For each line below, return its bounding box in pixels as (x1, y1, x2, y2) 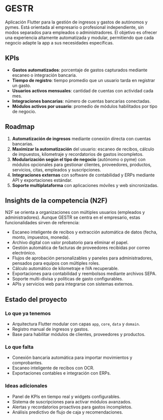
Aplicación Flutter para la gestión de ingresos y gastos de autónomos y (5, 19, 148, 25)
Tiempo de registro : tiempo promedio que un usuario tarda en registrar (12, 77, 155, 83)
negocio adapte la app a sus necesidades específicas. (5, 40, 114, 45)
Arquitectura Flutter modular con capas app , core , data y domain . (12, 321, 140, 327)
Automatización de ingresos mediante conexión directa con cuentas (12, 135, 151, 142)
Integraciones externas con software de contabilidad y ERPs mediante (12, 172, 155, 178)
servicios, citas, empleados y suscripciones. (12, 167, 101, 172)
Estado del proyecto (5, 295, 67, 303)
